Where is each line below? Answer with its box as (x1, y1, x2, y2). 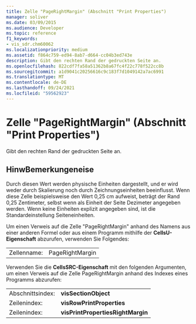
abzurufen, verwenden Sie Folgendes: (37, 235, 130, 242)
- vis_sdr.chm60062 (6, 42, 54, 48)
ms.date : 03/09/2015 (6, 19, 57, 25)
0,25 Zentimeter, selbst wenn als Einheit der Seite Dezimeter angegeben (6, 199, 181, 206)
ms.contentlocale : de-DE (6, 80, 67, 86)
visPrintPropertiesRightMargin (60, 308, 148, 316)
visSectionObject (60, 289, 110, 297)
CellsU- (153, 229, 173, 236)
